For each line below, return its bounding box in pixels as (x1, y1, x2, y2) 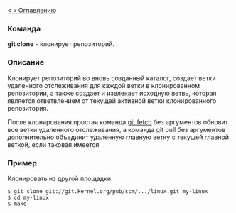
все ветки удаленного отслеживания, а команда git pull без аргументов (7, 125, 226, 133)
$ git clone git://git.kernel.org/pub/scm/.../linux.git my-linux (7, 187, 208, 195)
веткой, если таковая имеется (7, 140, 100, 148)
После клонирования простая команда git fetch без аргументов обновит (7, 117, 229, 126)
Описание (7, 58, 45, 67)
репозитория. (7, 104, 48, 112)
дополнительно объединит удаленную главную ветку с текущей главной (7, 133, 230, 141)
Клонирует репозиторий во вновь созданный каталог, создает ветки (7, 74, 216, 82)
